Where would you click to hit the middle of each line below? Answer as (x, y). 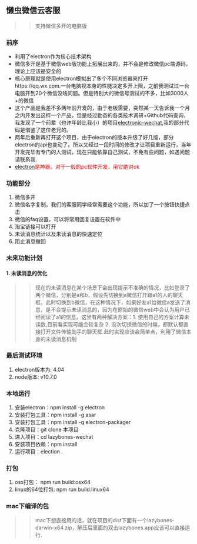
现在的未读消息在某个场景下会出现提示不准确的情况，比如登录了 (112, 288)
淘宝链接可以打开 (35, 227)
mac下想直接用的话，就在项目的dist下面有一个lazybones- (105, 520)
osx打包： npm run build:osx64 (53, 482)
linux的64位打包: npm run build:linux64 (62, 489)
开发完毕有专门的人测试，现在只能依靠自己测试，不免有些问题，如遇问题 (102, 152)
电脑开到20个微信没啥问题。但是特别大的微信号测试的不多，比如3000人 (102, 94)
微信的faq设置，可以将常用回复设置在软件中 (68, 219)
